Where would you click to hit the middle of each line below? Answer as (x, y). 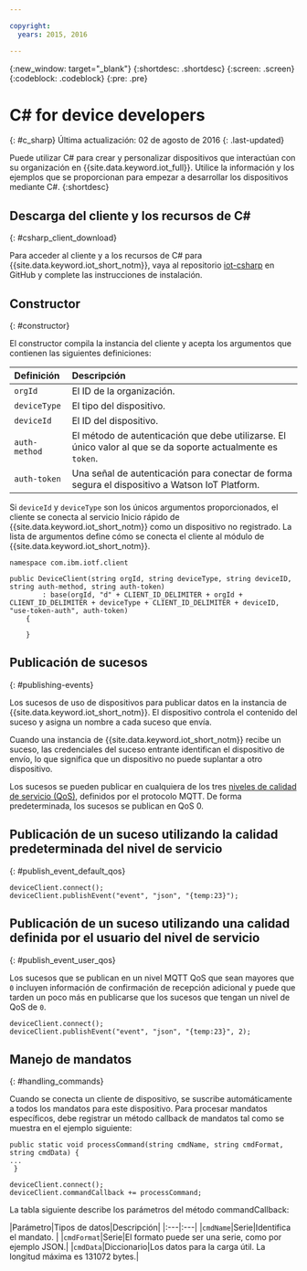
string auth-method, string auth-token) (88, 587)
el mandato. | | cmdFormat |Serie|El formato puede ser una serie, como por (146, 1237)
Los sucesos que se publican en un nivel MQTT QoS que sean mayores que (152, 978)
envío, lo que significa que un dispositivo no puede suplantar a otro (136, 758)
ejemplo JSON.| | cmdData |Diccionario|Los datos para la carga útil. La (138, 1247)
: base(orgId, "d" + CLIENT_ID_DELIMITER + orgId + (143, 595)
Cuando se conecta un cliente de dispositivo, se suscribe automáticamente (151, 1099)
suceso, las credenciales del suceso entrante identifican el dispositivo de (147, 749)
